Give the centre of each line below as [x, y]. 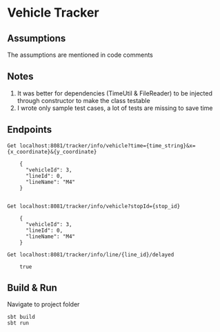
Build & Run [32, 288]
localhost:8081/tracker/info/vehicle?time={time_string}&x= [108, 146]
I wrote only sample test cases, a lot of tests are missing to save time [115, 108]
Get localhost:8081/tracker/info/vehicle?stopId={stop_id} [94, 206]
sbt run [18, 323]
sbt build [21, 317]
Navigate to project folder [43, 304]
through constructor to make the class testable [83, 100]
